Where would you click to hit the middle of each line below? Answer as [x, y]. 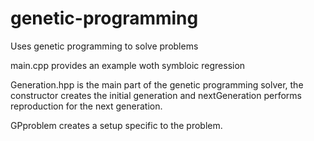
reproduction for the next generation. [86, 106]
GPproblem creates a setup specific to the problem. [116, 125]
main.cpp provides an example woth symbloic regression [128, 65]
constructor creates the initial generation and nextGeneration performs [156, 95]
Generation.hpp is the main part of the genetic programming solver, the [157, 84]
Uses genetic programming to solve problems [104, 46]
